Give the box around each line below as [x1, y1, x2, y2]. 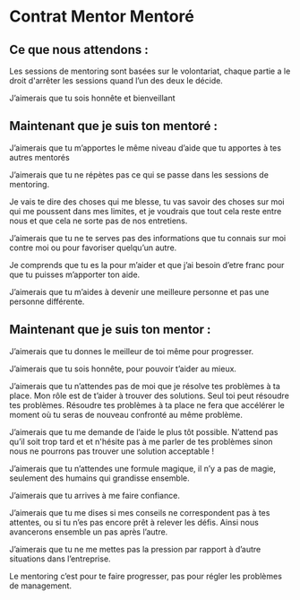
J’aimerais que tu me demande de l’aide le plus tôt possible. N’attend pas [9, 426, 279, 437]
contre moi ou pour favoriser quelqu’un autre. [9, 242, 177, 253]
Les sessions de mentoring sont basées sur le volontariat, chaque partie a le [9, 65, 291, 76]
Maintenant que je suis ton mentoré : [9, 118, 218, 134]
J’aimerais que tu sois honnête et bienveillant [9, 92, 176, 103]
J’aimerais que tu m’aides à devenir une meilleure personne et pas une [9, 286, 270, 297]
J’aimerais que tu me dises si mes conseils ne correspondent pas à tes [9, 507, 270, 517]
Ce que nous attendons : [9, 42, 150, 57]
